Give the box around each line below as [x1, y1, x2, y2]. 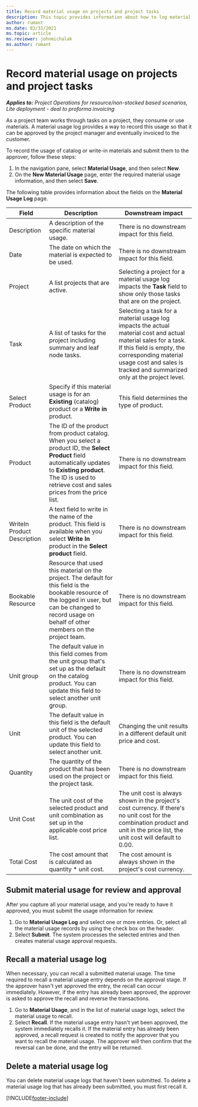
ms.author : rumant [6, 42, 51, 48]
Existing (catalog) [49, 397, 99, 405]
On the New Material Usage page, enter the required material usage [14, 171, 181, 178]
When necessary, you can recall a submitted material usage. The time [6, 970, 176, 977]
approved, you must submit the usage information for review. [6, 907, 154, 914]
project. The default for [49, 574, 113, 582]
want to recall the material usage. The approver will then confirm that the [14, 1038, 192, 1045]
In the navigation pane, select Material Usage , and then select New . [14, 165, 181, 172]
